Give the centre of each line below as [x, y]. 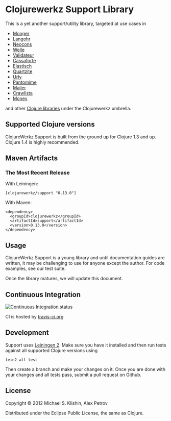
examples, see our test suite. [35, 268]
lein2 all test [21, 360]
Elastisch [22, 66]
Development [27, 333]
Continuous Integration [43, 294]
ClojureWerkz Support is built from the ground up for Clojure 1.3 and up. [81, 137]
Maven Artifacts [31, 158]
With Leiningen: [22, 184]
